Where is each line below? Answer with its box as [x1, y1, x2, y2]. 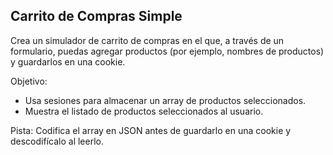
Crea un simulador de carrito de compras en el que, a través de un [10, 34, 285, 46]
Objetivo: [10, 75, 48, 87]
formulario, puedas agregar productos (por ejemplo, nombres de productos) [10, 45, 325, 57]
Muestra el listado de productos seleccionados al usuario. [24, 105, 264, 117]
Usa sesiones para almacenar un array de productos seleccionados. [24, 94, 307, 106]
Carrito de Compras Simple [10, 8, 183, 25]
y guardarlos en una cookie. [10, 55, 126, 68]
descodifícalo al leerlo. [10, 135, 104, 147]
